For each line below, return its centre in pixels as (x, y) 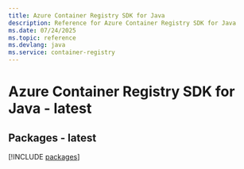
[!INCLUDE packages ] (44, 157)
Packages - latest (52, 138)
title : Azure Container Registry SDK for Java (87, 15)
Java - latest (50, 109)
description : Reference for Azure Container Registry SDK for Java (122, 23)
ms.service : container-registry (62, 52)
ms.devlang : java (37, 45)
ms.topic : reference (43, 38)
